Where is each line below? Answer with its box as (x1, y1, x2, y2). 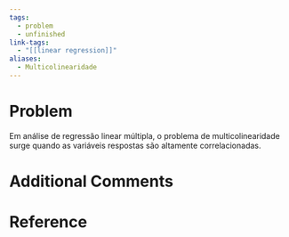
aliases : (9, 54, 42, 63)
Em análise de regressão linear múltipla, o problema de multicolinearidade (9, 130, 280, 141)
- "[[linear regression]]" (17, 46, 117, 55)
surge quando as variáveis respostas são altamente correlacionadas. (9, 140, 261, 151)
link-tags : (9, 37, 50, 47)
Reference (9, 212, 87, 233)
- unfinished (17, 29, 66, 38)
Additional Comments (9, 171, 173, 192)
